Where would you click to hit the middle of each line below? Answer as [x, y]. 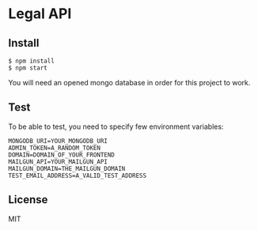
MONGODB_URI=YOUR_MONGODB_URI [58, 141]
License [28, 200]
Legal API [40, 14]
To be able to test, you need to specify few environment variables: [116, 126]
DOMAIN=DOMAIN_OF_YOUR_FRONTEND [61, 155]
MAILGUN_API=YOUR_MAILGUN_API [58, 162]
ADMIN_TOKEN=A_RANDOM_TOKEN [55, 148]
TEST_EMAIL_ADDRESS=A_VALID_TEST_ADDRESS [78, 175]
